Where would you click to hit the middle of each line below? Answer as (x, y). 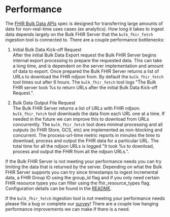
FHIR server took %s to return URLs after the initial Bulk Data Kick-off (85, 87)
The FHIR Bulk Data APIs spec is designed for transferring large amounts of (84, 23)
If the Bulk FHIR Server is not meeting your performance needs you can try (83, 161)
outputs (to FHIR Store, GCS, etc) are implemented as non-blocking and (88, 130)
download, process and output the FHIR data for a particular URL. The (86, 141)
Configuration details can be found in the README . (59, 188)
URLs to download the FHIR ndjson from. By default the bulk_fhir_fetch (88, 76)
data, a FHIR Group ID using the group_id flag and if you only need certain (82, 177)
